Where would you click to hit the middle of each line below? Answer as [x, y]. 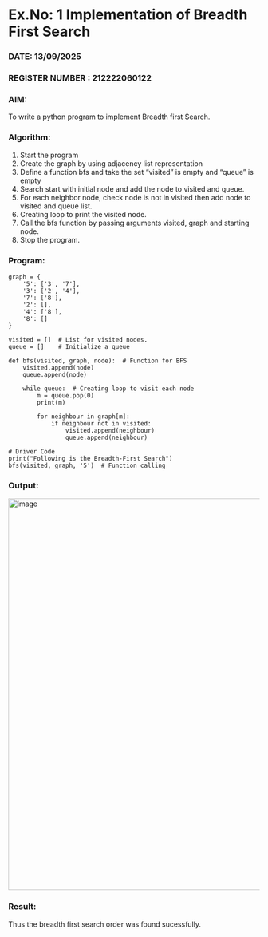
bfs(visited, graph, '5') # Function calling [87, 465]
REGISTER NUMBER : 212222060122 [80, 78]
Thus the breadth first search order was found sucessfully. [105, 924]
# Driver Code [32, 451]
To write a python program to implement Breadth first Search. [109, 117]
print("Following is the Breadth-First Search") [91, 458]
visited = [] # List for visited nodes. [78, 340]
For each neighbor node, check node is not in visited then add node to [135, 197]
